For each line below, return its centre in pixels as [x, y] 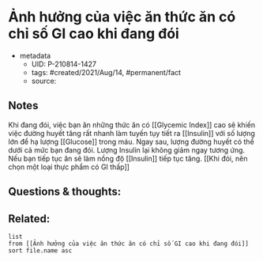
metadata [35, 55]
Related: [29, 219]
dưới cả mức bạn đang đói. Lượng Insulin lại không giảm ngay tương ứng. [127, 149]
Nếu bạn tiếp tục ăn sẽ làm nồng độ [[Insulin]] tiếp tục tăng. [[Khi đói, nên [128, 158]
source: [44, 81]
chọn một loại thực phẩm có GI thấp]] [69, 167]
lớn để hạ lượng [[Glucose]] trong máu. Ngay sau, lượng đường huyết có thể [131, 142]
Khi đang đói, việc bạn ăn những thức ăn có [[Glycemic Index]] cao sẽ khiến [131, 125]
